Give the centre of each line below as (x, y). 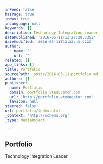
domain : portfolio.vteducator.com (45, 92)
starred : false (21, 106)
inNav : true (17, 19)
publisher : (16, 83)
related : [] (17, 60)
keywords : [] (18, 28)
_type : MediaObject (25, 120)
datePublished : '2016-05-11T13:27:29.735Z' (51, 38)
